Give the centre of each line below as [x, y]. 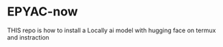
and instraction [28, 37]
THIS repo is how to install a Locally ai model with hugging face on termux [112, 30]
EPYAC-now [42, 12]
